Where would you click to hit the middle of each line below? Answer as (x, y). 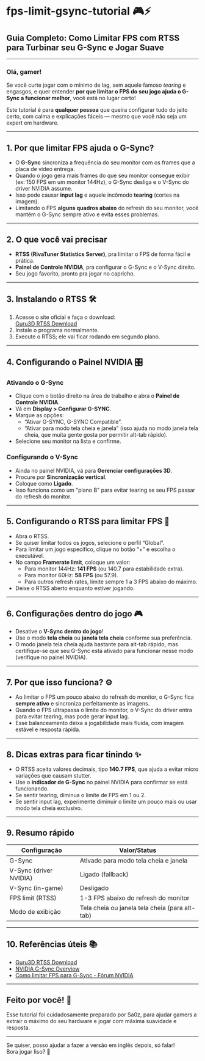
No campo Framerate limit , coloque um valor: (73, 562)
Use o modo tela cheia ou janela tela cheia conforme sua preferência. (103, 638)
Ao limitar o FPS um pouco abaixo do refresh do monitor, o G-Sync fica (104, 697)
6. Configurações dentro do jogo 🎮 (75, 614)
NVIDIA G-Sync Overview (47, 969)
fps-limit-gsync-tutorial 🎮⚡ (79, 11)
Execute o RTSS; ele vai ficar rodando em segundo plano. (88, 337)
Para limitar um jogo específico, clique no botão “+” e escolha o (95, 549)
